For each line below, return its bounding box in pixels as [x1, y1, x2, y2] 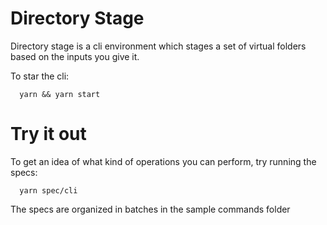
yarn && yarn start [19, 89, 101, 99]
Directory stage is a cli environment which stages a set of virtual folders [10, 40, 307, 52]
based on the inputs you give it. [10, 50, 140, 62]
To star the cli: [10, 70, 70, 82]
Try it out [10, 123, 87, 146]
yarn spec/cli [19, 185, 78, 196]
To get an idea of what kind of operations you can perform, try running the [10, 155, 317, 167]
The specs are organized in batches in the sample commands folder [10, 203, 291, 215]
